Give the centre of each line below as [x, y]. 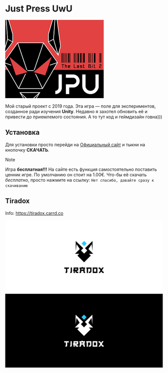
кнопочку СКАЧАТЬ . [27, 150]
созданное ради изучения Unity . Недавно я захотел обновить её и [76, 111]
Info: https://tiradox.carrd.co [34, 213]
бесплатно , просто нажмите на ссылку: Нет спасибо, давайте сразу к [79, 180]
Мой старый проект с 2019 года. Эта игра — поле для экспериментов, [80, 106]
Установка [22, 132]
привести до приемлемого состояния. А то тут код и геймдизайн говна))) [84, 117]
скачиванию [16, 186]
